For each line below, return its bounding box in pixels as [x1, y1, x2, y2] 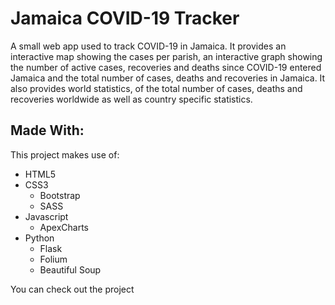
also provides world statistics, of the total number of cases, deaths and [10, 82, 303, 94]
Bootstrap [39, 189, 81, 201]
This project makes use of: [10, 148, 120, 161]
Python [24, 232, 55, 244]
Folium [39, 253, 68, 265]
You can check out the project [10, 283, 135, 295]
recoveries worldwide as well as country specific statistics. [10, 93, 253, 105]
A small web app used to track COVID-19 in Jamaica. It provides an [10, 40, 287, 52]
